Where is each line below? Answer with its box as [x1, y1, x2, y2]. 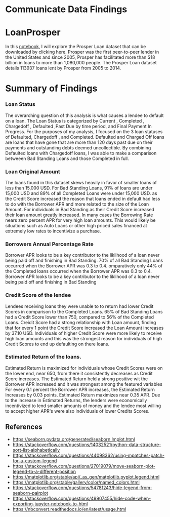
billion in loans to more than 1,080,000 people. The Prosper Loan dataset [5, 60, 157, 66]
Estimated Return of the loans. [5, 353, 82, 361]
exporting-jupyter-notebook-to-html [12, 500, 88, 507]
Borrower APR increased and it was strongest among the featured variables [5, 381, 163, 387]
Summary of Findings [5, 83, 98, 94]
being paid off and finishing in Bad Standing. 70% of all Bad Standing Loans [5, 257, 163, 264]
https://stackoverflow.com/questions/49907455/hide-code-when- [12, 495, 151, 501]
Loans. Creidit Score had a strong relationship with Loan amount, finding [5, 319, 156, 325]
